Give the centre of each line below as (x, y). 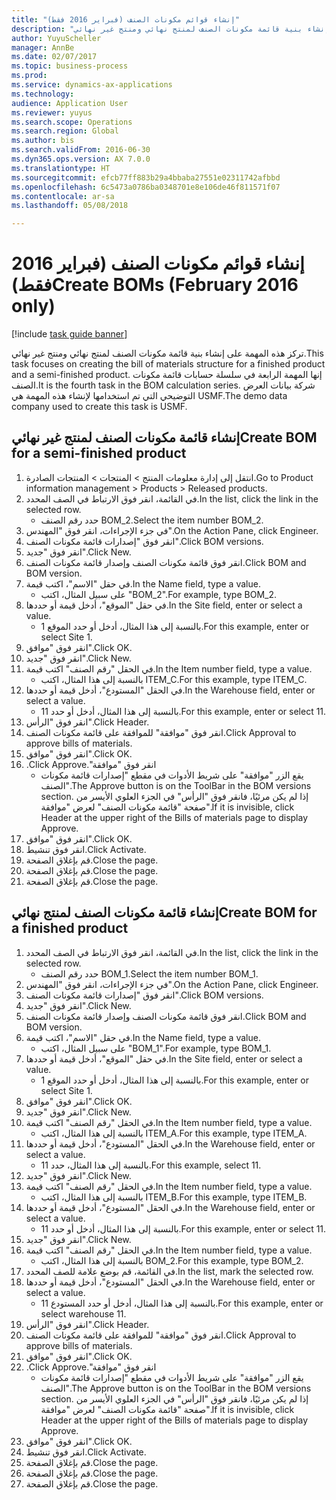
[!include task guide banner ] (69, 334)
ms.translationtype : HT (61, 168)
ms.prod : (29, 76)
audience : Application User (70, 103)
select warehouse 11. (83, 1313)
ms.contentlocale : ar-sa (63, 196)
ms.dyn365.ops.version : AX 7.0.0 (81, 159)
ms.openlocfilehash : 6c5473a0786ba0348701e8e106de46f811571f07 (146, 187)
